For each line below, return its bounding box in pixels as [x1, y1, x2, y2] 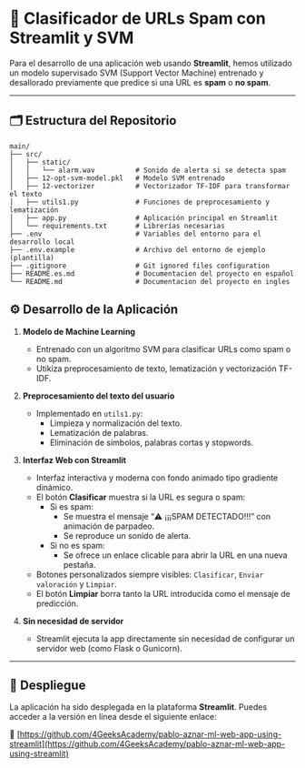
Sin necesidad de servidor [22, 615, 124, 626]
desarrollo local [9, 237, 75, 247]
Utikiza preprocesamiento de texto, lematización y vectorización [35, 363, 277, 374]
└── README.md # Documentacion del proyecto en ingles [9, 277, 290, 286]
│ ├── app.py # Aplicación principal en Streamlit [9, 213, 279, 222]
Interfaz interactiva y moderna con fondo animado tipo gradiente [35, 472, 279, 483]
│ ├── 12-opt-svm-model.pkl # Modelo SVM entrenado [9, 173, 225, 183]
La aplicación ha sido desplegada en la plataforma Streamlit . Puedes [9, 702, 268, 712]
